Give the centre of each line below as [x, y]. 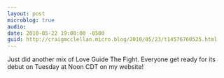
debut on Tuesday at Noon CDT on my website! [76, 67]
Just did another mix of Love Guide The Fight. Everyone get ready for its [111, 59]
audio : [17, 26]
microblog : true [31, 20]
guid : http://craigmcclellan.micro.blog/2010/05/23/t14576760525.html [112, 40]
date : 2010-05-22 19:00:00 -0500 [56, 33]
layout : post [26, 14]
